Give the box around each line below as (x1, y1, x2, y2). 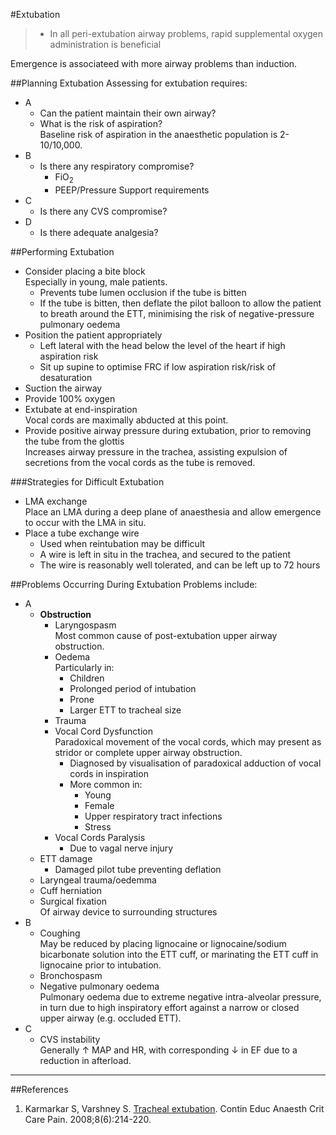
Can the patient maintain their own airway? (39, 107, 217, 119)
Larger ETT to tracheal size (69, 704, 182, 716)
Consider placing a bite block (24, 265, 146, 277)
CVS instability (39, 1033, 101, 1045)
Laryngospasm (54, 619, 117, 631)
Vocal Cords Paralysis (54, 831, 146, 843)
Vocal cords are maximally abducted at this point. (24, 414, 229, 426)
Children (69, 672, 105, 684)
